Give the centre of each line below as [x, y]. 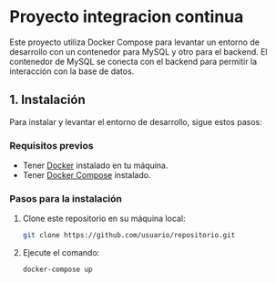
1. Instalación [47, 100]
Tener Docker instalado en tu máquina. [95, 165]
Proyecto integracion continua [127, 17]
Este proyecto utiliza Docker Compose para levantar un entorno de [134, 42]
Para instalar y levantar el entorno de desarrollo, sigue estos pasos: [136, 121]
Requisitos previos [51, 145]
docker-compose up [57, 270]
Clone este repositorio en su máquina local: [104, 219]
